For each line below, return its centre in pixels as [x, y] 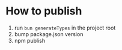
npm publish [30, 40]
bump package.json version [49, 34]
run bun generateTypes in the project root [65, 28]
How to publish [44, 11]
